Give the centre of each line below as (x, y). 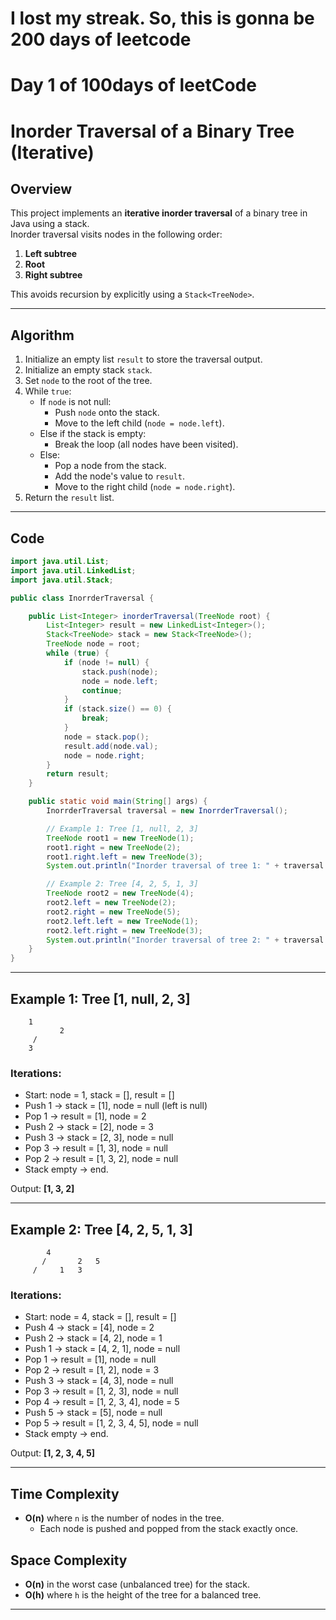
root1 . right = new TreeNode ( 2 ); (114, 847)
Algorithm (42, 335)
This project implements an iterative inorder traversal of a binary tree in (159, 213)
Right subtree (53, 275)
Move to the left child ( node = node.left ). (139, 423)
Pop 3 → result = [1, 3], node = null (96, 1148)
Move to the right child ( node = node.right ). (145, 487)
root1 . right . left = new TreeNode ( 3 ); (124, 857)
